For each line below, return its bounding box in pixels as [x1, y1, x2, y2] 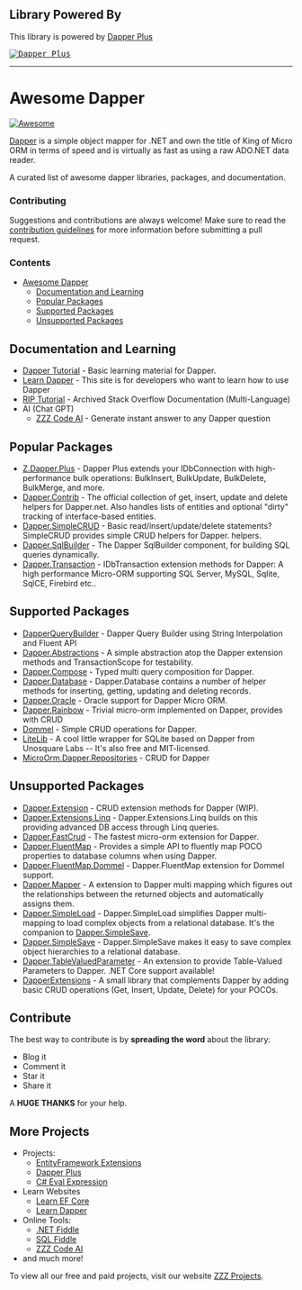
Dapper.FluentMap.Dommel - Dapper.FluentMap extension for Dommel [22, 859, 285, 870]
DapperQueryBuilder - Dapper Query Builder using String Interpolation [22, 628, 283, 639]
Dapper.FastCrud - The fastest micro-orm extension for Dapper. [22, 831, 259, 841]
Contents [9, 256, 51, 268]
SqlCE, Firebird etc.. [22, 577, 97, 588]
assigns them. [22, 898, 75, 909]
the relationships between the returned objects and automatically [22, 888, 264, 899]
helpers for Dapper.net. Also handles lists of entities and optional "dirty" [22, 501, 289, 512]
